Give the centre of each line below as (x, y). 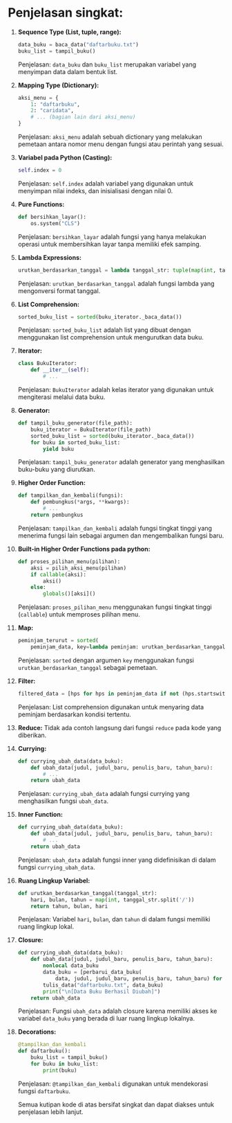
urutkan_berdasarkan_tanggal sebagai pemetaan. (88, 667)
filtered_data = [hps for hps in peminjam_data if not (98, 693)
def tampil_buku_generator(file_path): (75, 423)
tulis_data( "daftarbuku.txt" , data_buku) (104, 985)
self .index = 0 (40, 170)
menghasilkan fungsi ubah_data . (63, 801)
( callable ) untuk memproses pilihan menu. (79, 614)
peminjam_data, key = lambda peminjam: (85, 647)
